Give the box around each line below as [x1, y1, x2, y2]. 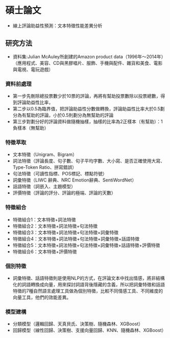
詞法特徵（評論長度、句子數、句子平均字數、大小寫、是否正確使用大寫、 [12, 158, 165, 164]
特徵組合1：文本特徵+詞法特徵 [12, 216, 76, 222]
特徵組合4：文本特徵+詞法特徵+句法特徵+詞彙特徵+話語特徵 [12, 236, 139, 242]
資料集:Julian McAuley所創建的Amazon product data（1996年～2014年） [12, 53, 166, 59]
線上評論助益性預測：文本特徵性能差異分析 [12, 22, 103, 29]
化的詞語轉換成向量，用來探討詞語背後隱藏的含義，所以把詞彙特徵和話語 [12, 281, 165, 287]
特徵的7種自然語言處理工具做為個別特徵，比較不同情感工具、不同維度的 [12, 287, 163, 294]
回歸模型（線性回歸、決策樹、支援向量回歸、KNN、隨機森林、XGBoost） [12, 327, 166, 333]
